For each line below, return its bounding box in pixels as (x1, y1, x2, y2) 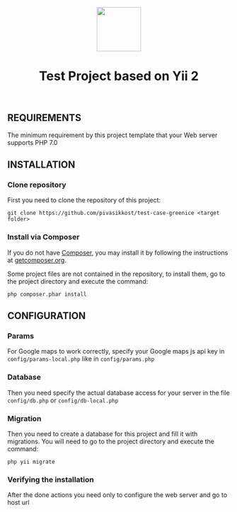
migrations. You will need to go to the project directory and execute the (7, 437, 214, 446)
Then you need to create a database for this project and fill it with (7, 430, 198, 438)
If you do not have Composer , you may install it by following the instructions (7, 248, 229, 257)
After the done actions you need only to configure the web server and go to (7, 491, 228, 499)
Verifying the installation (7, 475, 94, 484)
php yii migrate (7, 458, 55, 466)
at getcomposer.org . (7, 255, 67, 264)
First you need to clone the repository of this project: (7, 196, 161, 204)
